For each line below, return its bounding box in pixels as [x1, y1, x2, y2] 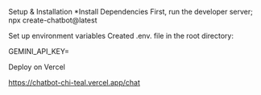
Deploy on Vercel [8, 62, 66, 72]
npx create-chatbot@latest [8, 15, 97, 25]
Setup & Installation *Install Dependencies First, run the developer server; [8, 7, 254, 16]
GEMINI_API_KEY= [8, 47, 70, 56]
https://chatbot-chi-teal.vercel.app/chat [8, 78, 141, 87]
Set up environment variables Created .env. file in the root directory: [8, 31, 234, 40]
